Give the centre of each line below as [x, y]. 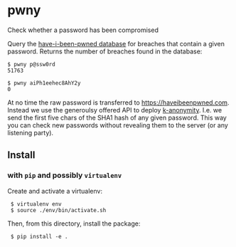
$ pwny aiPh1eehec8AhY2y [44, 83]
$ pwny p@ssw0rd [31, 64]
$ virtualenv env [36, 204]
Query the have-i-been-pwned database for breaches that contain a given [116, 43]
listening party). [31, 132]
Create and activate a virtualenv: [55, 191]
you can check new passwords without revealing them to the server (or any [118, 125]
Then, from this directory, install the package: [74, 224]
